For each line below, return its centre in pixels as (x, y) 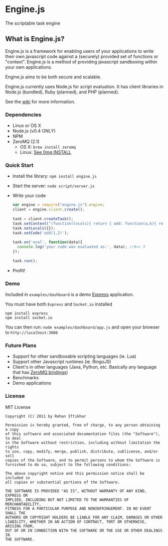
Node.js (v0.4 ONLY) (34, 131)
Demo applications (32, 383)
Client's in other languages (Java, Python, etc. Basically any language (85, 367)
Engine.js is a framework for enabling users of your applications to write (79, 51)
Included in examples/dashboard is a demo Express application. (70, 294)
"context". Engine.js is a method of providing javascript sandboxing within (81, 62)
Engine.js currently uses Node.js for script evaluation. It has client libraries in (84, 86)
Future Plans (21, 345)
